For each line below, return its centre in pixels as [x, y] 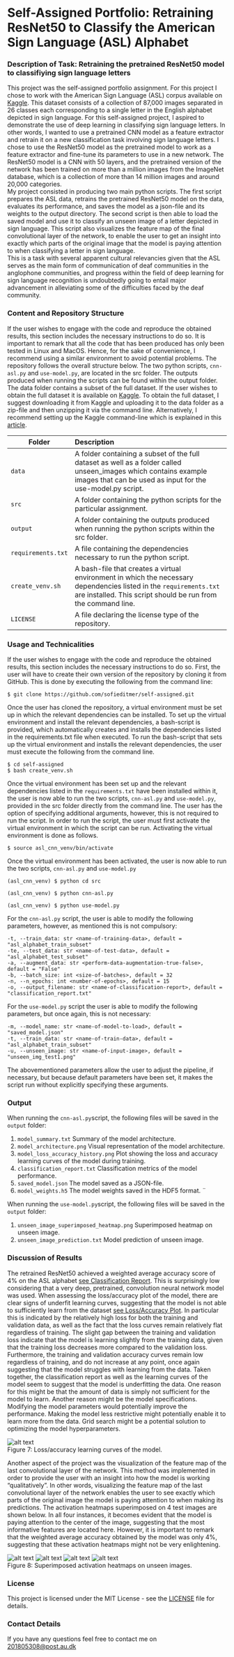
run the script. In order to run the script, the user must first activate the [109, 820]
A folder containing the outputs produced [142, 520]
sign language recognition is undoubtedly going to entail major [97, 281]
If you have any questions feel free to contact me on [82, 1639]
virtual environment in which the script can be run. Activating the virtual [110, 828]
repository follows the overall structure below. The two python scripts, [108, 365]
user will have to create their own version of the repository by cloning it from [117, 674]
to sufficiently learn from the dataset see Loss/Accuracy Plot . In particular [113, 1310]
